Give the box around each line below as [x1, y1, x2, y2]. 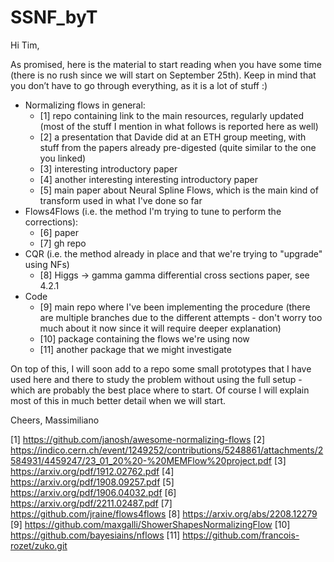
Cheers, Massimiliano [10, 414, 100, 426]
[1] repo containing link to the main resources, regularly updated [39, 109, 305, 121]
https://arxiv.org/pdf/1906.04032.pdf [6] [10, 486, 177, 498]
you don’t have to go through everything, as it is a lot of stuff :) [10, 79, 268, 91]
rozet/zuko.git [10, 539, 68, 551]
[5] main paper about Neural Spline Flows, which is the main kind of [39, 184, 319, 196]
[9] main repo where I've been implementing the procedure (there [39, 301, 311, 313]
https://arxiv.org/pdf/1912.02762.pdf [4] [10, 465, 175, 477]
